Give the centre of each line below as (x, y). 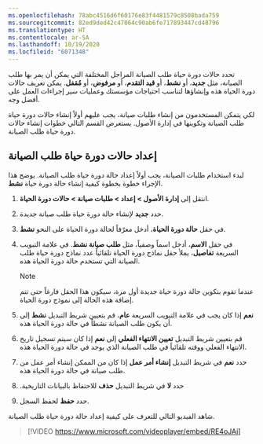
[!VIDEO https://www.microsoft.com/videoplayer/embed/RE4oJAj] (134, 431)
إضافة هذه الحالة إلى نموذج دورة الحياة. (77, 299)
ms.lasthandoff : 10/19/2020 (54, 45)
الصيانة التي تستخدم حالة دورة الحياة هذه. (80, 261)
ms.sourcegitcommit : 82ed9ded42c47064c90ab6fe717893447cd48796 (114, 23)
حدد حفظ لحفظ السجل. (54, 401)
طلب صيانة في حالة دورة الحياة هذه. (72, 370)
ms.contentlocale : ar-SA (49, 37)
